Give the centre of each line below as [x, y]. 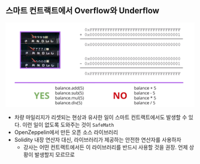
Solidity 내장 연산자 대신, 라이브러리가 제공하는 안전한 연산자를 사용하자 [98, 139]
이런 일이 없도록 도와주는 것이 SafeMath [68, 124]
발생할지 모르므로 [55, 154]
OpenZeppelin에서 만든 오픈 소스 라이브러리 [66, 132]
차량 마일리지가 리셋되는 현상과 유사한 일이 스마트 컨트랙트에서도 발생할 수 [101, 117]
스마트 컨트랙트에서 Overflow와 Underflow [83, 11]
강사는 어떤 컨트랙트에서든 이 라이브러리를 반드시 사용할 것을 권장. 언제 [105, 147]
